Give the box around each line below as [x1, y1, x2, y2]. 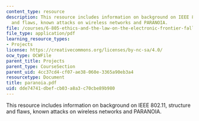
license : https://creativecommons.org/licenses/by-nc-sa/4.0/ [6, 47, 163, 53]
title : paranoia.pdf [6, 80, 57, 86]
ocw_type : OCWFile [6, 53, 52, 58]
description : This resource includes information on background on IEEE [6, 14, 190, 20]
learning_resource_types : [6, 36, 70, 42]
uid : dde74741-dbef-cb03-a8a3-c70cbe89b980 [6, 86, 115, 91]
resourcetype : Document [6, 74, 65, 80]
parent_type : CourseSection [6, 63, 76, 70]
